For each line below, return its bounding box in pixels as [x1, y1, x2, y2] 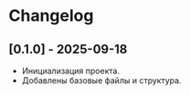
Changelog [8, 5, 94, 26]
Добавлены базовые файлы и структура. [21, 75, 182, 86]
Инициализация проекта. [21, 65, 121, 76]
